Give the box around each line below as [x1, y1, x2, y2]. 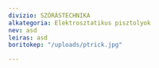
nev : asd [8, 26, 37, 34]
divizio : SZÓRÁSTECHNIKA [8, 11, 91, 20]
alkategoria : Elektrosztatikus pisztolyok [8, 19, 151, 27]
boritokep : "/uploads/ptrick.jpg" [8, 41, 123, 49]
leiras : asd [8, 33, 48, 42]
